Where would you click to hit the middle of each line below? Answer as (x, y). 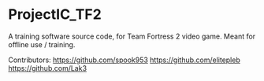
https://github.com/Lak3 (48, 68)
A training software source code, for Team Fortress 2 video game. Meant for (132, 36)
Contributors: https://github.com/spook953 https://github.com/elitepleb (124, 60)
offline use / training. (42, 44)
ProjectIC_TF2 (55, 15)
